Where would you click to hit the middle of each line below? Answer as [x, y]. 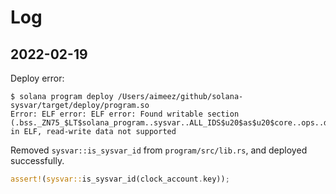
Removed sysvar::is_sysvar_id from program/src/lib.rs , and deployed [159, 150]
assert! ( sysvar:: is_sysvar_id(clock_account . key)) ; [120, 179]
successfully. [37, 160]
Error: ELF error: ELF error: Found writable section [125, 114]
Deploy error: [37, 78]
